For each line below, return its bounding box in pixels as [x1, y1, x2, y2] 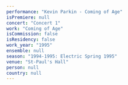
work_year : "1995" [6, 42, 53, 48]
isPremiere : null [6, 14, 50, 20]
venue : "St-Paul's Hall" [6, 59, 69, 65]
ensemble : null [6, 48, 45, 54]
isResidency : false [6, 37, 56, 42]
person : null [6, 64, 39, 71]
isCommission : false [6, 31, 59, 37]
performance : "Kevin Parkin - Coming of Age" [6, 8, 123, 15]
